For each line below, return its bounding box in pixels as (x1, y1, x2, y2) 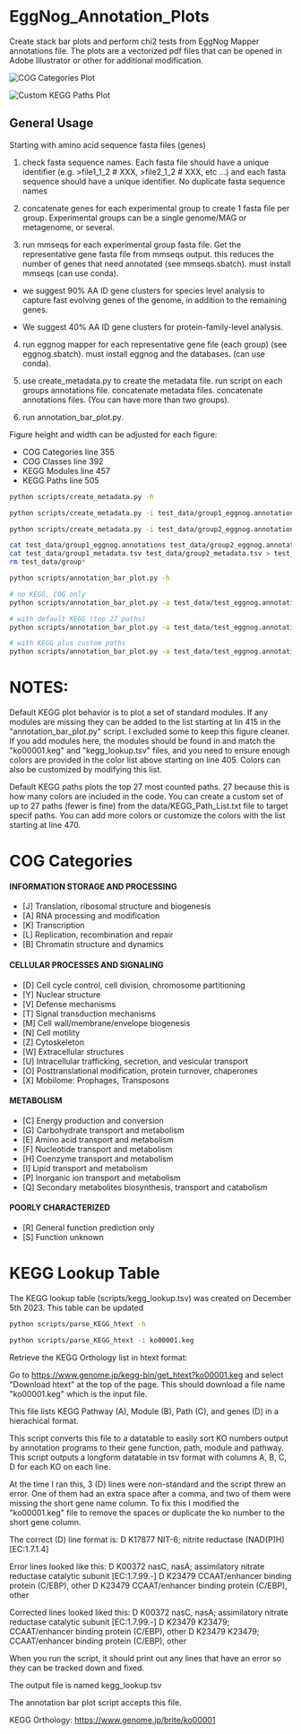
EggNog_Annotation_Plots (9, 6, 210, 27)
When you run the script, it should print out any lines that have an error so (9, 1652, 282, 1663)
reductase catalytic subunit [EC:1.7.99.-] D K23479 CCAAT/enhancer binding (9, 1570, 292, 1581)
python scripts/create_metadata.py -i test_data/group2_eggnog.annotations (9, 524, 298, 534)
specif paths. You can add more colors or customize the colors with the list (9, 810, 286, 821)
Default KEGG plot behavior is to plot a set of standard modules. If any (9, 707, 269, 718)
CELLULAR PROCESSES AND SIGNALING (9, 960, 164, 971)
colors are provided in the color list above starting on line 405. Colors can (9, 755, 280, 765)
